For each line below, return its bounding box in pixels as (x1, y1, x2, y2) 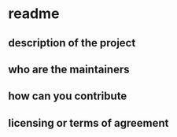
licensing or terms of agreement (8, 116, 169, 130)
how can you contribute (8, 90, 127, 103)
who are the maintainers (8, 62, 130, 76)
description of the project (8, 36, 136, 50)
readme (8, 5, 60, 23)
